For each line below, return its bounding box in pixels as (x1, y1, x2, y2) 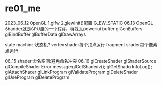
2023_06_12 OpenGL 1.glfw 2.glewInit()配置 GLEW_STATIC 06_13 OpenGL (5, 20, 154, 26)
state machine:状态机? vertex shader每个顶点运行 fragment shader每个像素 (5, 41, 158, 47)
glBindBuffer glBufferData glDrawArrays (5, 31, 86, 37)
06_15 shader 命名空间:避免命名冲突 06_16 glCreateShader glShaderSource (5, 58, 157, 64)
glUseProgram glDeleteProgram (5, 74, 70, 80)
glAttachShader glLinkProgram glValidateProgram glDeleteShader (5, 69, 138, 75)
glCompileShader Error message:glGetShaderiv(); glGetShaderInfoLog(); (5, 63, 152, 69)
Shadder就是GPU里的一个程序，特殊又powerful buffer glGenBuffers (5, 26, 143, 32)
